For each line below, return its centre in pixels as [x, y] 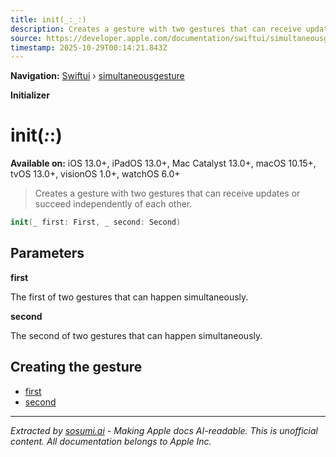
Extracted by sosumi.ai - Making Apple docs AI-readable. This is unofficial [164, 430]
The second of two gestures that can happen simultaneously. [136, 335]
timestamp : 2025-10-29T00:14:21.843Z [89, 47]
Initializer [30, 95]
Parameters [47, 253]
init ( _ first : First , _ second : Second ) [96, 222]
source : [26, 38]
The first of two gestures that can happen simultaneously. [129, 297]
